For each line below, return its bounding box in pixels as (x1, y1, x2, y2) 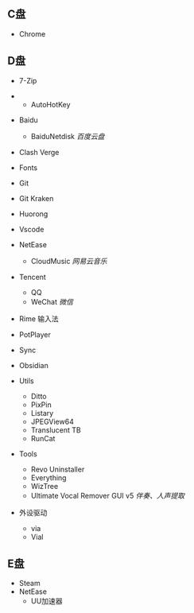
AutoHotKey (30, 99, 71, 109)
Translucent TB (30, 425, 81, 435)
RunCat (30, 433, 56, 443)
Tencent (18, 272, 47, 281)
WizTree (30, 481, 59, 491)
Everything (30, 472, 67, 483)
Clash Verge (18, 147, 60, 157)
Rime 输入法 (18, 313, 59, 324)
